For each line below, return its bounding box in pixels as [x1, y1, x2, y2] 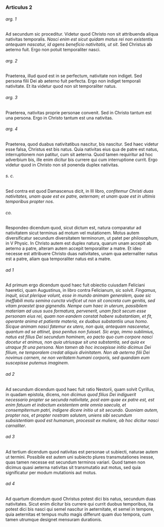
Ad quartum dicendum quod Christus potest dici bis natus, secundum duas [5, 496, 156, 502]
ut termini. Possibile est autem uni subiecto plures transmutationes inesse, [5, 454, 155, 460]
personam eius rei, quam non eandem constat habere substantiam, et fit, [5, 313, 153, 319]
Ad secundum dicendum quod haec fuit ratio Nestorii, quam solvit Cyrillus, [5, 386, 155, 392]
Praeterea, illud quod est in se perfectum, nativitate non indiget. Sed [5, 73, 143, 79]
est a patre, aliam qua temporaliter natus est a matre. [5, 256, 111, 262]
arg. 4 [5, 126, 18, 132]
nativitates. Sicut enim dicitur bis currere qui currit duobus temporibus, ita [5, 501, 154, 507]
